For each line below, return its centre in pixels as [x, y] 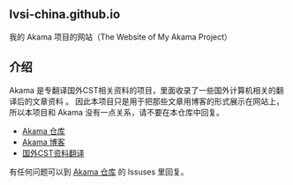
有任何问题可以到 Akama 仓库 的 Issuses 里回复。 [99, 172]
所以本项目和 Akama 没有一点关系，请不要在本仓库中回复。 [117, 112]
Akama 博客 [44, 142]
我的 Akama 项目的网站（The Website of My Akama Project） [120, 37]
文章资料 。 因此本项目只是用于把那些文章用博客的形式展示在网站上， [158, 101]
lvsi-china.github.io [65, 15]
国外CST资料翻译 [53, 152]
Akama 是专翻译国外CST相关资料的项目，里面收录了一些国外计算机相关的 [143, 90]
